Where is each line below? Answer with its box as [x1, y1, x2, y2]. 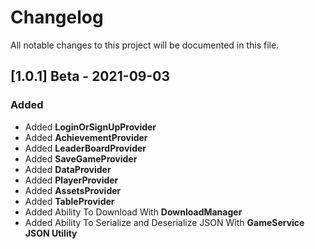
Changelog [10, 6, 104, 29]
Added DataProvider [24, 163, 112, 175]
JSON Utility [24, 227, 78, 239]
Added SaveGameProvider [24, 152, 138, 165]
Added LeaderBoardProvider [24, 142, 147, 154]
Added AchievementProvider [24, 131, 148, 143]
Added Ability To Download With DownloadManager [24, 206, 243, 218]
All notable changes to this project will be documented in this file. [10, 39, 280, 51]
